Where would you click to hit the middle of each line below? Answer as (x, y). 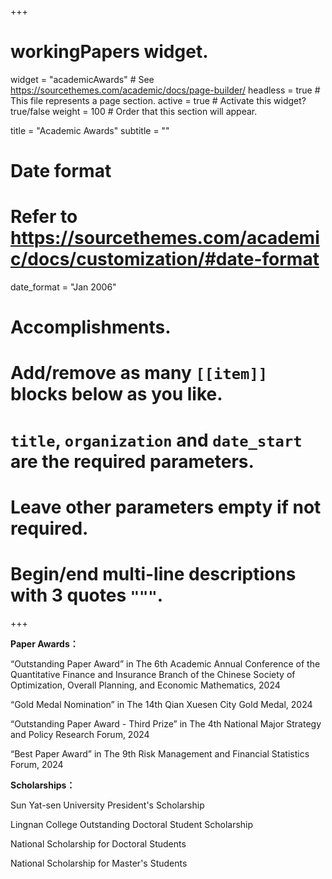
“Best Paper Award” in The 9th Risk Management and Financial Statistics (160, 753)
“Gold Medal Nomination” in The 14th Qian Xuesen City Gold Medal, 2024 (161, 704)
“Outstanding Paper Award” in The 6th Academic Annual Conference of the (165, 663)
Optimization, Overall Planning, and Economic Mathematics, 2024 (145, 685)
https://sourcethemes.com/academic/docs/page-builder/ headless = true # (165, 90)
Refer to (44, 217)
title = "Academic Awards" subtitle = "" (90, 130)
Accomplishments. (91, 327)
